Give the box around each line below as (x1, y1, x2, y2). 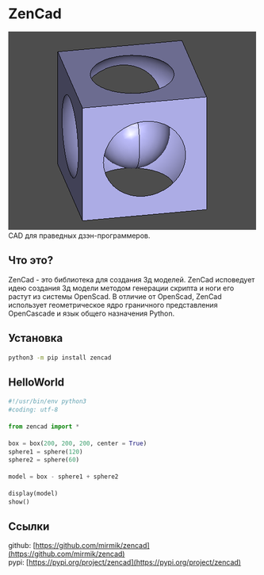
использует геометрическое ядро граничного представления (8, 300, 218, 309)
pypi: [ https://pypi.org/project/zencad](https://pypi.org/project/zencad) (8, 558, 242, 567)
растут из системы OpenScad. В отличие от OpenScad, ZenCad (8, 291, 222, 301)
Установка (8, 332, 63, 345)
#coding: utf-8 (8, 406, 59, 414)
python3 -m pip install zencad (8, 354, 112, 362)
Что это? (8, 254, 54, 267)
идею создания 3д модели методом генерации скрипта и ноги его (8, 283, 235, 293)
